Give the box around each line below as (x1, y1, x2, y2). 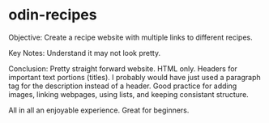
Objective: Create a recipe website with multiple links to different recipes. (8, 32, 253, 42)
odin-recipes (8, 6, 97, 24)
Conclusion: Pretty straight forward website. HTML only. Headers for (8, 63, 237, 74)
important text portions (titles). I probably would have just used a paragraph (8, 72, 261, 82)
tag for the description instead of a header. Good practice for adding (8, 81, 237, 91)
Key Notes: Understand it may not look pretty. (8, 48, 160, 57)
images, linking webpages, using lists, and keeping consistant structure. (8, 89, 249, 99)
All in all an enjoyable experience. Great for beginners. (8, 105, 190, 115)
